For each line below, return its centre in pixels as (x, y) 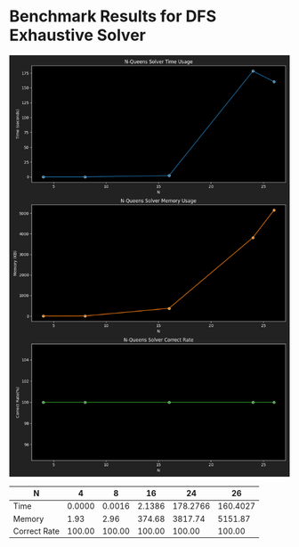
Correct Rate (36, 531)
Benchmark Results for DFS (113, 16)
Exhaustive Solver (78, 35)
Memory (28, 518)
